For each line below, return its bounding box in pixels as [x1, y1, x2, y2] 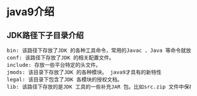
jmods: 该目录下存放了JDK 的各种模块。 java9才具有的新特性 [6, 69, 162, 76]
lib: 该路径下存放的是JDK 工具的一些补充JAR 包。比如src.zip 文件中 [6, 84, 185, 90]
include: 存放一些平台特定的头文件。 [6, 62, 101, 68]
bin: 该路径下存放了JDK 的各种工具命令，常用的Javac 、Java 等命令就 [6, 47, 186, 54]
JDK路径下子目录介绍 [6, 30, 84, 40]
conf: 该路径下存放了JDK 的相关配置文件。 [6, 55, 115, 61]
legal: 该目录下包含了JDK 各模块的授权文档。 [6, 76, 123, 83]
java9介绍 [6, 5, 55, 19]
